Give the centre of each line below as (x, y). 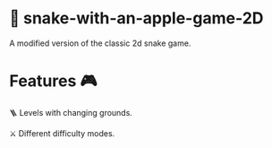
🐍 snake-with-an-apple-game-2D (136, 18)
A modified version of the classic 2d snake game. (100, 43)
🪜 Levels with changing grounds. (71, 112)
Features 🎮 (53, 81)
